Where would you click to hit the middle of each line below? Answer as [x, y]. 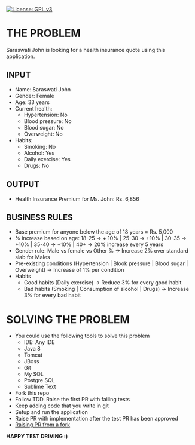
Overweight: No [43, 134]
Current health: [33, 108]
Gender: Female [35, 96]
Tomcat [33, 355]
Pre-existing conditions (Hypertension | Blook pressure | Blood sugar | [101, 263]
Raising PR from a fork [42, 425]
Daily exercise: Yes [47, 159]
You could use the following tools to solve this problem [82, 336]
